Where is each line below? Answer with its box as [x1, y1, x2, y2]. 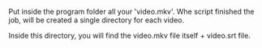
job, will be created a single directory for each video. [8, 15, 185, 25]
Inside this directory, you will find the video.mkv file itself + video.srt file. [8, 31, 251, 40]
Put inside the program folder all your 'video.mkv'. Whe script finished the [8, 7, 255, 16]
